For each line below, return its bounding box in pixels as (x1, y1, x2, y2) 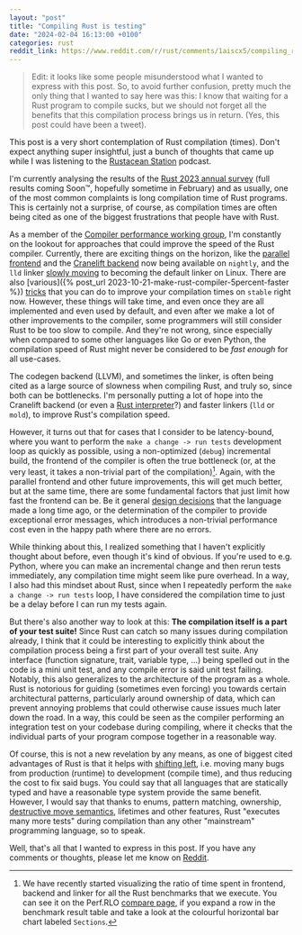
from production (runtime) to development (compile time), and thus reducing (9, 767, 292, 778)
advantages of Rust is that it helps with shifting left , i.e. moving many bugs (9, 758, 285, 768)
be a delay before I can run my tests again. (9, 598, 168, 609)
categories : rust (9, 38, 75, 48)
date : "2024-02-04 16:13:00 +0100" (9, 30, 143, 39)
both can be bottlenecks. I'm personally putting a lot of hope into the (9, 390, 263, 401)
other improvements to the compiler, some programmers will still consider (9, 315, 282, 326)
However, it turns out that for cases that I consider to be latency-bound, (9, 427, 274, 438)
